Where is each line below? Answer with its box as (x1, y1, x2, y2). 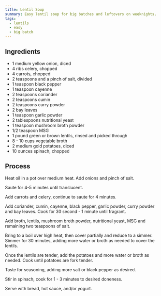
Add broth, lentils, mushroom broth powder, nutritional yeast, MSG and (5, 218, 146, 224)
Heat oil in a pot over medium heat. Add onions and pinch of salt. (5, 175, 134, 181)
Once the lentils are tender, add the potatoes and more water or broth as (5, 252, 149, 258)
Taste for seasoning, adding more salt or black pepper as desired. (5, 266, 136, 272)
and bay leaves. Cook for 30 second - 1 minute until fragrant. (5, 208, 126, 214)
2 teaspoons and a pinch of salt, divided (12, 76, 92, 82)
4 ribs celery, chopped (12, 66, 58, 71)
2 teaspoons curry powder (12, 101, 65, 107)
